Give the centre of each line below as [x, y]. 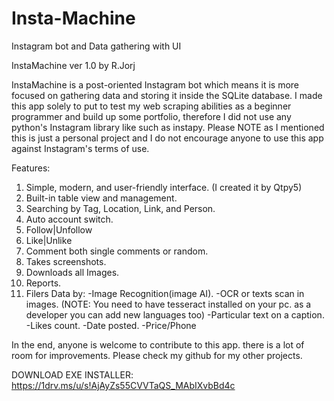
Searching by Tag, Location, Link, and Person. [120, 208]
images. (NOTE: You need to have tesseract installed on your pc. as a [168, 304]
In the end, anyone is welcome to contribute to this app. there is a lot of [158, 344]
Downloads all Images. [72, 272]
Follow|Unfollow [59, 229]
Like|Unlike [49, 240]
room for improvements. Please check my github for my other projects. [157, 355]
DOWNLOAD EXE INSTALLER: [72, 374]
